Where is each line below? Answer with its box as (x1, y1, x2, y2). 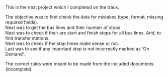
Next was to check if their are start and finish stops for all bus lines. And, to (5, 30, 161, 35)
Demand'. (5, 51, 25, 57)
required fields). (5, 19, 39, 25)
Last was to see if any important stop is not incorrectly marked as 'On (5, 46, 149, 51)
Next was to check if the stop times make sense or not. (5, 40, 120, 46)
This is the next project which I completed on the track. (5, 4, 120, 10)
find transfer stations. (5, 35, 50, 41)
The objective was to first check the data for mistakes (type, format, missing (5, 14, 163, 19)
